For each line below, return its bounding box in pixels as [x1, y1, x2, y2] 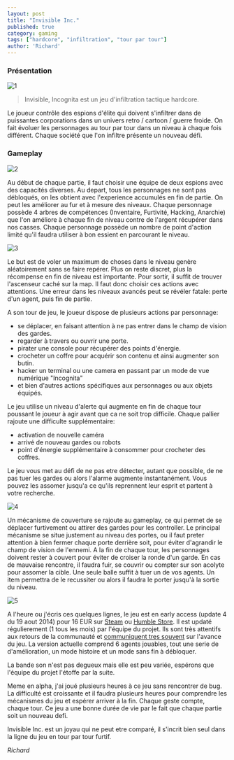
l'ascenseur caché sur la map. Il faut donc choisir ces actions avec [7, 279, 199, 288]
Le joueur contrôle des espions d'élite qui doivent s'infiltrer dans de [7, 109, 201, 118]
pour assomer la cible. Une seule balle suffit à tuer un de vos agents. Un [7, 568, 215, 576]
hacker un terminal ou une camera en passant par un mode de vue [17, 366, 210, 374]
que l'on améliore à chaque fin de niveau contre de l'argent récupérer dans [7, 215, 224, 224]
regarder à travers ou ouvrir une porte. [17, 337, 129, 345]
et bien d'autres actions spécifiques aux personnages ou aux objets [17, 381, 213, 389]
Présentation [7, 66, 52, 76]
